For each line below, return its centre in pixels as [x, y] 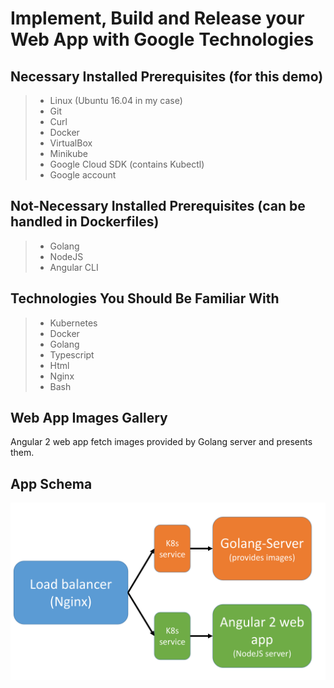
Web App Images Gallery [89, 418]
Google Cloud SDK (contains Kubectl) [127, 164]
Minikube [68, 153]
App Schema [51, 483]
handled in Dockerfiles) [85, 222]
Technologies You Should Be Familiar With [145, 298]
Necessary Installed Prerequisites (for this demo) [167, 76]
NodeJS [66, 256]
